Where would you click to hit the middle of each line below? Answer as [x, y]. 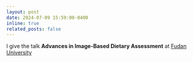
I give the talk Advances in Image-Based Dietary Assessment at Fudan [96, 46]
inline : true [23, 23]
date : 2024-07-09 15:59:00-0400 [47, 18]
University [19, 53]
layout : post [23, 12]
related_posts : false [34, 29]
